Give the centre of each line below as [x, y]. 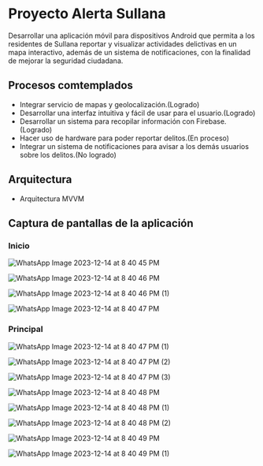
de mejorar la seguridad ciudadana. [66, 61]
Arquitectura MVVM [52, 199]
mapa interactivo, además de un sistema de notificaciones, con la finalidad [129, 52]
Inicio [19, 245]
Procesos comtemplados [71, 86]
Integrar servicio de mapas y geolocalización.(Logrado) [109, 104]
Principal [26, 330]
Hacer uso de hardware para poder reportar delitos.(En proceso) [124, 138]
